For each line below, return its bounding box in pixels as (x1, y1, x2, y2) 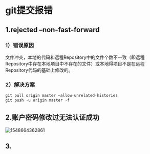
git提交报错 (5, 5, 53, 16)
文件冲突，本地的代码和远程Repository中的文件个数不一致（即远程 (5, 54, 145, 60)
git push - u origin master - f (5, 98, 70, 103)
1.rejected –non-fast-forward (5, 25, 100, 34)
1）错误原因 (5, 41, 34, 49)
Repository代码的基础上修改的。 (5, 67, 73, 73)
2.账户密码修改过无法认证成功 (5, 113, 100, 122)
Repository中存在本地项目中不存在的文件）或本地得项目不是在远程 (5, 60, 145, 67)
